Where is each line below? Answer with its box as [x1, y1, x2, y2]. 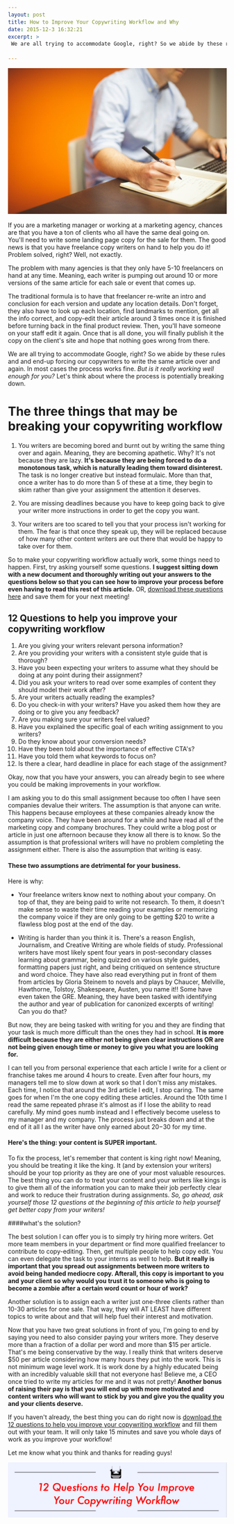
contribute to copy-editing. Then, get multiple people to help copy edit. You [8, 1247, 224, 1255]
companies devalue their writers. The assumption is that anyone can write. [8, 801, 222, 810]
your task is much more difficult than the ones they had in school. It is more [8, 1028, 224, 1036]
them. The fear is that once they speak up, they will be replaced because [17, 527, 227, 535]
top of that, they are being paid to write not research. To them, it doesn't [17, 898, 225, 906]
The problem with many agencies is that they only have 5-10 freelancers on [8, 264, 224, 272]
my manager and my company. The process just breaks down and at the [8, 1115, 215, 1123]
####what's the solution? [8, 1219, 81, 1227]
